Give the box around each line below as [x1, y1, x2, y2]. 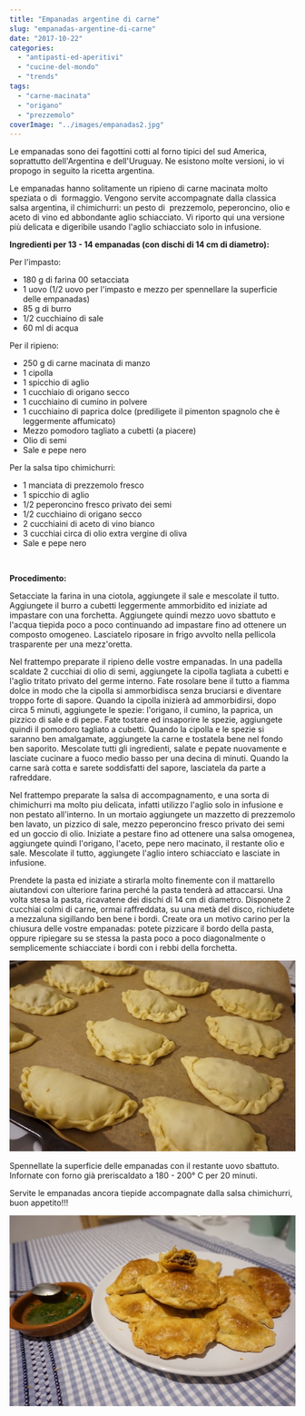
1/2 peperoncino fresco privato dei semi [22, 500, 172, 510]
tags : [9, 82, 30, 91]
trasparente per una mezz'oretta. [9, 639, 133, 649]
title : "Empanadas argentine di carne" [9, 15, 161, 24]
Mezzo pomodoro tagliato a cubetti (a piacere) [22, 425, 197, 436]
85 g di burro [22, 303, 72, 314]
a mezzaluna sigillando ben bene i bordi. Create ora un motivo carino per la [9, 914, 290, 925]
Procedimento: [9, 573, 67, 584]
